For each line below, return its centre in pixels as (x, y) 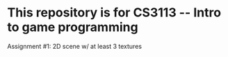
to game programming (73, 27)
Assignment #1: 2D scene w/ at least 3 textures (75, 46)
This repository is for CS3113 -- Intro (114, 13)
